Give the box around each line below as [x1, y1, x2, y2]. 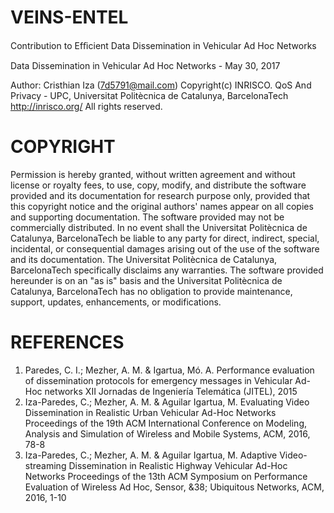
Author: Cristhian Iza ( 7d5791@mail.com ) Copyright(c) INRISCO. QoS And [10, 79, 312, 91]
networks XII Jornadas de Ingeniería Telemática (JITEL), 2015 [44, 385, 298, 397]
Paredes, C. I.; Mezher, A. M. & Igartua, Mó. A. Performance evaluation [24, 364, 315, 376]
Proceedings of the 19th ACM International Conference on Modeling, [24, 417, 308, 429]
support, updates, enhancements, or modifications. [10, 296, 222, 308]
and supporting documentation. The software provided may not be [10, 211, 285, 223]
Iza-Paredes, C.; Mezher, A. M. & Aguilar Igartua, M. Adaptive [24, 449, 278, 461]
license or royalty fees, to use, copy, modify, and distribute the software [10, 179, 307, 191]
